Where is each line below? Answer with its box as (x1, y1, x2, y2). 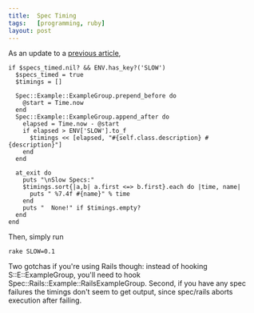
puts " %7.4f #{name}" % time (29, 190, 130, 199)
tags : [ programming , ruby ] (8, 19, 105, 27)
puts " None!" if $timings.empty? (22, 204, 141, 212)
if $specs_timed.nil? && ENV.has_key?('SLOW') (8, 64, 166, 72)
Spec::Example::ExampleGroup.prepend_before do (15, 92, 177, 100)
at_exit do (15, 169, 52, 177)
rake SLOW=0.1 (8, 247, 56, 256)
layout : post (8, 26, 52, 34)
